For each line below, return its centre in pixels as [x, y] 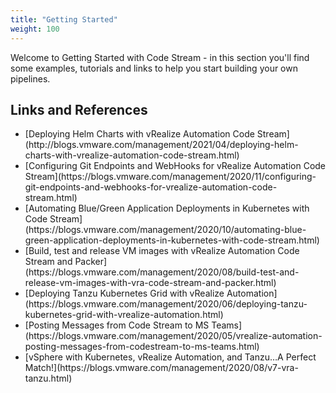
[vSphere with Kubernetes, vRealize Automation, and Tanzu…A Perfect [170, 357]
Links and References [79, 109]
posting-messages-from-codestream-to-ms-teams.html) [142, 347]
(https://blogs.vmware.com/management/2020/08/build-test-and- [162, 272]
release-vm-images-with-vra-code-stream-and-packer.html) [150, 283]
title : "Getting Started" [64, 19]
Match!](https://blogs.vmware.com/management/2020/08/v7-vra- [161, 368]
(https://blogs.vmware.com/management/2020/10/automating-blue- [165, 230]
